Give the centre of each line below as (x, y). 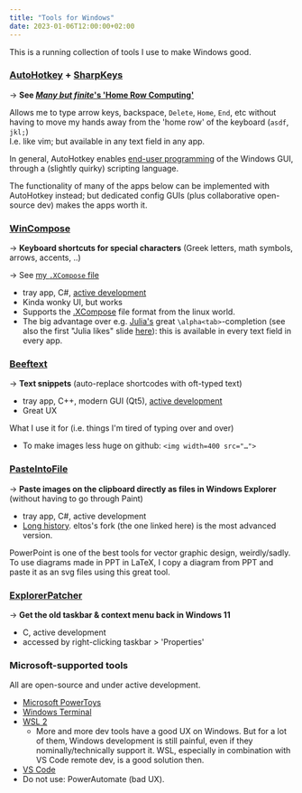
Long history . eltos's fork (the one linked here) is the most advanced (149, 526)
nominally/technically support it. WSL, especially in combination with (163, 751)
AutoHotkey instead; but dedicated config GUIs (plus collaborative (133, 195)
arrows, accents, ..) (45, 257)
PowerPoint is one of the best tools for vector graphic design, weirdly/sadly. (150, 553)
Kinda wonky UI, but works (73, 303)
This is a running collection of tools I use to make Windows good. (130, 51)
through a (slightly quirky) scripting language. (94, 168)
